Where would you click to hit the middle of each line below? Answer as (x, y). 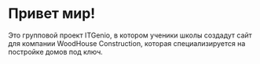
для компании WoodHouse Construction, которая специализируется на (127, 43)
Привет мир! (52, 14)
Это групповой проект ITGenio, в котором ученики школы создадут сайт (130, 35)
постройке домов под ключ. (56, 52)
